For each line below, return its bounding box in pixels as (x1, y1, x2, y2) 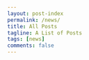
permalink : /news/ (7, 17, 60, 23)
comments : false (7, 42, 54, 49)
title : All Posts (7, 23, 58, 30)
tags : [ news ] (7, 36, 45, 43)
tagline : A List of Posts (7, 29, 82, 37)
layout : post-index (7, 10, 64, 17)
